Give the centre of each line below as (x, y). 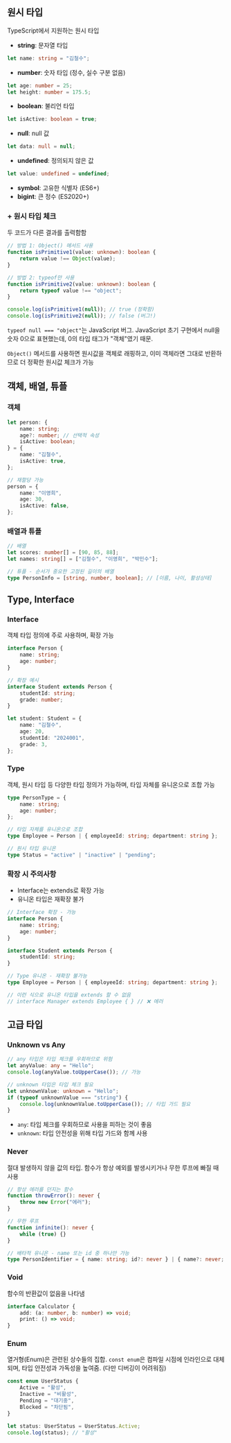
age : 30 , (32, 499)
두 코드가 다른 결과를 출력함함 (47, 233)
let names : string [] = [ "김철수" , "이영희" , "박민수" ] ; (83, 559)
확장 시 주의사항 (32, 874)
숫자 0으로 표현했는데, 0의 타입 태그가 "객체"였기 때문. (80, 339)
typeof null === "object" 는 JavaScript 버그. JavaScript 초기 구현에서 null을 (114, 330)
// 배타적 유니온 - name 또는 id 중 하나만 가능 (68, 1253)
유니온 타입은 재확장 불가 (50, 899)
